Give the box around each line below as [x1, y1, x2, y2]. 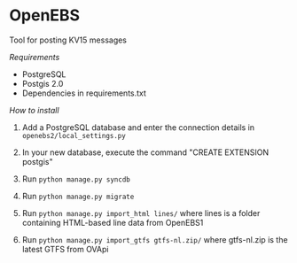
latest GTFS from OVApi [21, 244, 109, 254]
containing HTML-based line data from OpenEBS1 [21, 217, 204, 228]
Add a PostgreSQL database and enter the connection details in [21, 121, 255, 133]
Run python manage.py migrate [21, 190, 135, 201]
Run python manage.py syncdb [21, 174, 130, 184]
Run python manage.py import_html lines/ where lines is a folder [21, 207, 261, 218]
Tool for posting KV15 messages [9, 35, 127, 45]
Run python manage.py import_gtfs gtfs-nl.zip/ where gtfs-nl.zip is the [21, 234, 288, 244]
